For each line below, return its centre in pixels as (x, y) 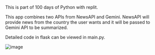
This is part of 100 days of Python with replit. (52, 7)
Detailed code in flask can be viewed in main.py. (55, 37)
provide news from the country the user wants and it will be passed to (78, 22)
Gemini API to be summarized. (36, 27)
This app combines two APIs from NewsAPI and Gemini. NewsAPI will (77, 17)
